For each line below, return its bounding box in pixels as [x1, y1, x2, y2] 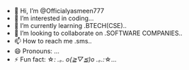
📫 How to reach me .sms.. [13, 37, 92, 45]
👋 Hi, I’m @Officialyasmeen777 [13, 7, 105, 15]
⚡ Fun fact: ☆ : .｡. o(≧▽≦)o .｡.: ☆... [13, 55, 117, 63]
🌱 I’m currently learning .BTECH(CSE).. [13, 22, 127, 29]
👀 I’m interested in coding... [13, 14, 94, 22]
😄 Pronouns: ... [13, 47, 60, 55]
